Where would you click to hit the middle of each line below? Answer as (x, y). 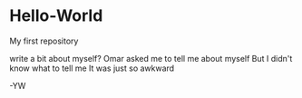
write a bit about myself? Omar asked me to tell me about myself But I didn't (151, 58)
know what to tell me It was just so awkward (92, 68)
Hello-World (56, 16)
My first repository (44, 41)
